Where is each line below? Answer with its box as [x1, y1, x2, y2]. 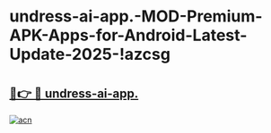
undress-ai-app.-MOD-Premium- [9, 6, 263, 27]
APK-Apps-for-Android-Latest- [9, 25, 248, 46]
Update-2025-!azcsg [9, 45, 170, 64]
